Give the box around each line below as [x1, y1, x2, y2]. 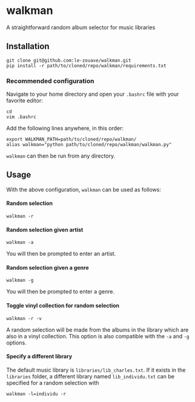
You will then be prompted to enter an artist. [6, 250, 116, 258]
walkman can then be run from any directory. [6, 152, 116, 159]
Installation [6, 41, 50, 52]
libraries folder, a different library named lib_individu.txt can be [6, 372, 174, 380]
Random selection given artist [6, 226, 84, 233]
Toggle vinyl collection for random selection [6, 302, 120, 309]
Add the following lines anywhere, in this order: [6, 125, 124, 132]
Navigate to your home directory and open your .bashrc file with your [6, 90, 179, 98]
